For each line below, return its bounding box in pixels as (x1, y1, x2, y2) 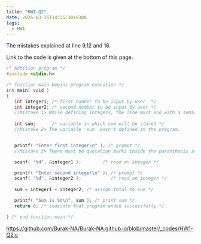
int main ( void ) (6, 87, 50, 93)
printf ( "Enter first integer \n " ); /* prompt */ (14, 142, 141, 148)
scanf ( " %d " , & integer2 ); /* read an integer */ (14, 175, 167, 181)
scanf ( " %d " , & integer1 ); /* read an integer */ (14, 159, 160, 165)
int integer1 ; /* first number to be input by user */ (14, 99, 157, 105)
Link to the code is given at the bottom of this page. (6, 53, 133, 61)
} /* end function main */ (6, 214, 74, 220)
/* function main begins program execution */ (6, 82, 124, 88)
